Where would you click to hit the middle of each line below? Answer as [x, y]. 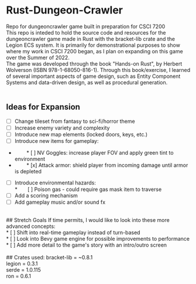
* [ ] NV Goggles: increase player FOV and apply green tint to [100, 153]
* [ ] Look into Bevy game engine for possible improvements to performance [98, 239]
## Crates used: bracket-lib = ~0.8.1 [49, 258]
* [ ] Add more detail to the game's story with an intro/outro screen [87, 245]
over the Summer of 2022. [38, 57]
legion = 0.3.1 [22, 264]
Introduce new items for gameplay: [56, 141]
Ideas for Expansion [43, 107]
